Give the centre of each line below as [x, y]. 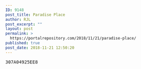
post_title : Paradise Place [35, 15]
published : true [23, 43]
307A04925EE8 [22, 62]
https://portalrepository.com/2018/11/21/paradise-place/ [73, 39]
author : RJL [18, 19]
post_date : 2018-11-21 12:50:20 [40, 48]
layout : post [19, 29]
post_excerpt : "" [24, 24]
